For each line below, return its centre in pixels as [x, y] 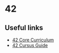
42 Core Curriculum [33, 40]
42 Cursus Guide [30, 45]
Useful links [24, 28]
